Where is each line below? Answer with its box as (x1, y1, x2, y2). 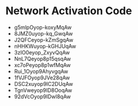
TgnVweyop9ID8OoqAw (14, 86, 73, 94)
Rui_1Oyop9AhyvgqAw (14, 68, 68, 75)
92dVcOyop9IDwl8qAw (14, 93, 71, 100)
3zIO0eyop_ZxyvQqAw (14, 49, 70, 56)
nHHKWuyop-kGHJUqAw (14, 43, 77, 50)
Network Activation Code (5, 4, 132, 18)
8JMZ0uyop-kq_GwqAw (14, 30, 73, 37)
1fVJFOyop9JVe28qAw (14, 74, 70, 81)
